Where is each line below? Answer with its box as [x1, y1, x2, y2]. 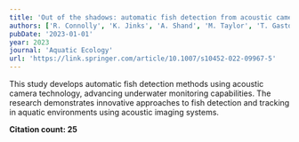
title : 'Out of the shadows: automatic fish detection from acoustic [9, 12, 273, 22]
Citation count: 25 [9, 124, 77, 134]
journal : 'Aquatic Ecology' [9, 46, 114, 55]
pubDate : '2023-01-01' [9, 29, 93, 38]
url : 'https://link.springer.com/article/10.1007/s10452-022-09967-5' [9, 54, 277, 63]
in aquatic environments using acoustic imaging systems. [9, 107, 220, 117]
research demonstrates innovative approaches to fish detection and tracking [9, 98, 290, 107]
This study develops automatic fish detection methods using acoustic [9, 79, 264, 89]
